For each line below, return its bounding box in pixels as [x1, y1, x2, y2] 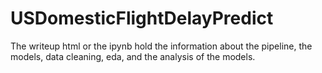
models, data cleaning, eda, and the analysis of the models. [10, 50, 256, 62]
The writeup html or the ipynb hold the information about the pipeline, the [10, 40, 313, 52]
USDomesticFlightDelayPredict [10, 7, 274, 30]
